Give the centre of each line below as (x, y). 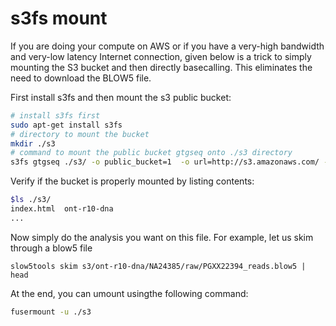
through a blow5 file (51, 248)
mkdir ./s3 (33, 143)
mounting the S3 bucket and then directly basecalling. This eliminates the (161, 67)
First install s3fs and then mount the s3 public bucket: (121, 97)
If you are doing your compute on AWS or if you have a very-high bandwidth (167, 46)
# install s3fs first (55, 115)
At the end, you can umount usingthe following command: (129, 293)
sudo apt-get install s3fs (66, 125)
